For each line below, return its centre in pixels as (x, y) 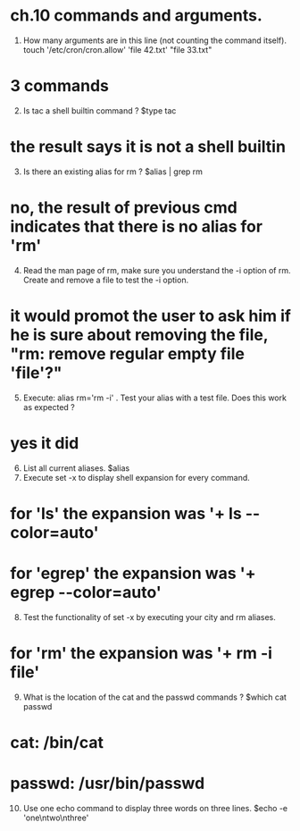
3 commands (60, 86)
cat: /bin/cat (57, 742)
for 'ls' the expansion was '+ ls (126, 513)
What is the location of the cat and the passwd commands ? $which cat (154, 697)
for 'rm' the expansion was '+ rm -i (142, 653)
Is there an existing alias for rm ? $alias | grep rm (113, 172)
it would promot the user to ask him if (150, 316)
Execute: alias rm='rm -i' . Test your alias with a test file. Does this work (154, 398)
